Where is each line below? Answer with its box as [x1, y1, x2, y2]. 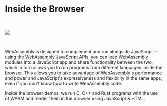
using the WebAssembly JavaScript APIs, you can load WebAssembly [5, 54, 148, 60]
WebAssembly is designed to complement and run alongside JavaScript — [5, 48, 159, 54]
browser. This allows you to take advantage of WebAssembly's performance [5, 70, 162, 76]
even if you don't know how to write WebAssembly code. [5, 80, 122, 86]
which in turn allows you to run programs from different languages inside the [5, 64, 163, 70]
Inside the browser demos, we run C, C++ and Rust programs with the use [5, 90, 158, 96]
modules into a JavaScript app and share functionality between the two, [5, 59, 153, 65]
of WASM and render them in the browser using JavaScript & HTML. [5, 95, 146, 101]
